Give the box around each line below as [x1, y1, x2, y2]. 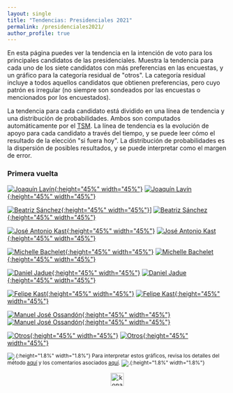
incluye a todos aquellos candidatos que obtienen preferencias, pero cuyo [7, 78, 221, 87]
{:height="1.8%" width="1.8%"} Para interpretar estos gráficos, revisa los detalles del [15, 352, 220, 359]
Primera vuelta [7, 169, 59, 179]
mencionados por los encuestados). [7, 94, 111, 102]
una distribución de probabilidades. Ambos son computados [7, 114, 181, 123]
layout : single [7, 10, 52, 17]
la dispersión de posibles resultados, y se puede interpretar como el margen [7, 144, 227, 152]
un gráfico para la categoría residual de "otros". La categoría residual [7, 71, 206, 80]
